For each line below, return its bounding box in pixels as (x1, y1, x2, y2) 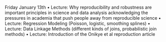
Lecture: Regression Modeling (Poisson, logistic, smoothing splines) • (5, 20, 151, 26)
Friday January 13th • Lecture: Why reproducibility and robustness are (5, 5, 152, 10)
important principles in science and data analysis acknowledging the (5, 10, 148, 16)
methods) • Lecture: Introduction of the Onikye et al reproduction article (5, 31, 155, 37)
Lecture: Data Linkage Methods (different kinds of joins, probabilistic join (5, 26, 157, 32)
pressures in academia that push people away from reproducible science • (5, 15, 161, 21)
